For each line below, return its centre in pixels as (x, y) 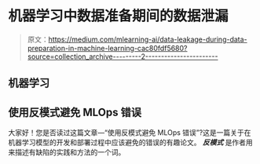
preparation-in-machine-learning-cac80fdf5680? (107, 48)
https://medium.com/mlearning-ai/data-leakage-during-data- (148, 39)
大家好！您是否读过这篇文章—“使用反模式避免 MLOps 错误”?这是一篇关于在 (130, 133)
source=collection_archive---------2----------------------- (123, 56)
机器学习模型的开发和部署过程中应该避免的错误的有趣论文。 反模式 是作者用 (130, 143)
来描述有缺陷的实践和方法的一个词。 (67, 152)
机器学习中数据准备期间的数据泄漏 (119, 16)
